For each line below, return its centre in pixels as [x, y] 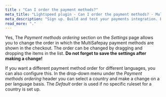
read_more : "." [21, 24]
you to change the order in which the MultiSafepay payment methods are [80, 43]
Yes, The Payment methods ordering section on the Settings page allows [79, 38]
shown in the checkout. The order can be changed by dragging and [74, 48]
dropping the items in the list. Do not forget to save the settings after [76, 53]
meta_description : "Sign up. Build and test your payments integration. [82, 19]
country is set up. [23, 89]
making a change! [24, 59]
